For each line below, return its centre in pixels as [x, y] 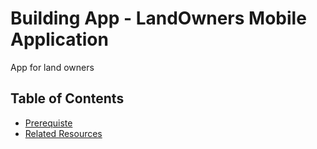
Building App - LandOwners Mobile [158, 18]
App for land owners [52, 67]
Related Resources [63, 133]
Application [59, 39]
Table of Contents [67, 98]
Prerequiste [48, 123]
